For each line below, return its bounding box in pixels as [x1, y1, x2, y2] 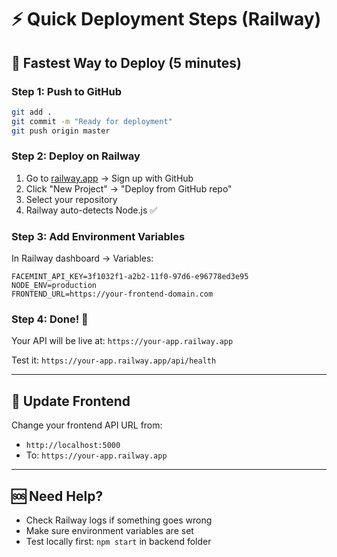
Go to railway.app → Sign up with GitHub [25, 172, 194, 184]
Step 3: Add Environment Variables [11, 229, 186, 243]
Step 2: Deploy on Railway [11, 149, 141, 163]
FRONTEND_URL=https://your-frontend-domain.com [11, 289, 214, 300]
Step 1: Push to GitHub [11, 84, 123, 98]
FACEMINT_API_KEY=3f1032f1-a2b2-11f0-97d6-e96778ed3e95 [11, 272, 249, 282]
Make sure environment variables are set [25, 525, 194, 537]
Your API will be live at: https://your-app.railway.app [11, 335, 234, 347]
